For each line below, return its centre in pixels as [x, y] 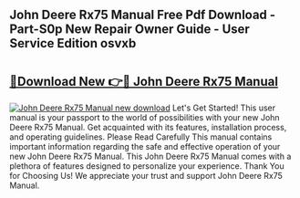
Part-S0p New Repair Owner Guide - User [130, 30]
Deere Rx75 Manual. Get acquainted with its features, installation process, [148, 127]
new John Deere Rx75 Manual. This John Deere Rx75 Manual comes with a [150, 156]
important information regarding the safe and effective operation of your [145, 146]
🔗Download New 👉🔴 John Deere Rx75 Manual [144, 81]
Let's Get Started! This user [224, 108]
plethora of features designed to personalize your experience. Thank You [147, 166]
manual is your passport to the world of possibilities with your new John [145, 117]
